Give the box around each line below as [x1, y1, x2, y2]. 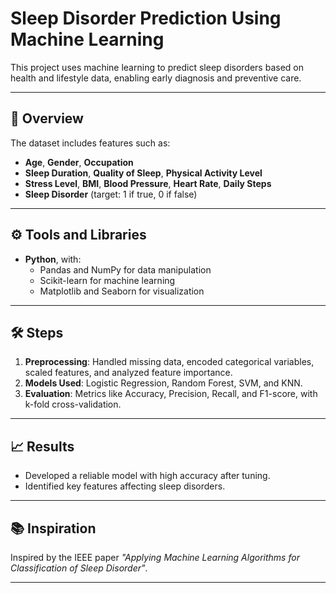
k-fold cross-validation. [24, 398, 122, 411]
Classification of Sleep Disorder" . [10, 562, 148, 574]
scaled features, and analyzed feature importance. [24, 367, 233, 379]
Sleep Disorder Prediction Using [10, 7, 282, 30]
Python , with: [24, 253, 82, 265]
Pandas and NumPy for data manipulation [39, 263, 212, 276]
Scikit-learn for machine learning [39, 274, 176, 286]
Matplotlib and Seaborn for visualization [39, 285, 205, 297]
